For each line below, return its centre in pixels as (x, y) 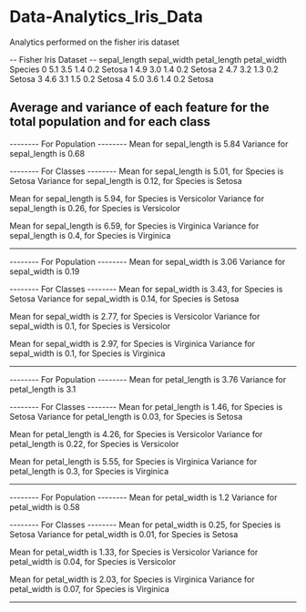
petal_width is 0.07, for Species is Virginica (90, 588)
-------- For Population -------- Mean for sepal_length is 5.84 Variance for (149, 144)
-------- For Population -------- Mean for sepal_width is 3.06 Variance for (148, 261)
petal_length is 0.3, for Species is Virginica (89, 471)
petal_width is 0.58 (45, 506)
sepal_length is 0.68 (47, 153)
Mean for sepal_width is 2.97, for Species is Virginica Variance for (133, 343)
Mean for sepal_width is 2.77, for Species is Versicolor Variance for (135, 316)
